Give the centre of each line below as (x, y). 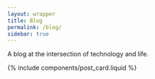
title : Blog (25, 21)
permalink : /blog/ (34, 27)
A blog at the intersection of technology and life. (78, 54)
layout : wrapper (31, 14)
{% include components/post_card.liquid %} (72, 68)
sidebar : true (28, 34)
